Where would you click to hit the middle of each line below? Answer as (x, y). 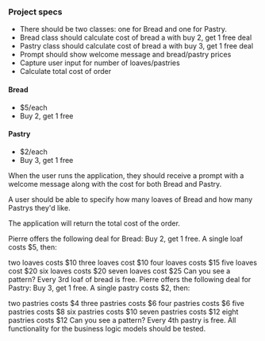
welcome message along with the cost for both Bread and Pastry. (115, 184)
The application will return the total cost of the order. (94, 223)
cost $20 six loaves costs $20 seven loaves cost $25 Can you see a (119, 271)
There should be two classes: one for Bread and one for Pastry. (123, 29)
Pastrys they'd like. (39, 207)
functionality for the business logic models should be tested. (107, 328)
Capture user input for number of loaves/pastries (100, 63)
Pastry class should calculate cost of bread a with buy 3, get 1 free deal (136, 46)
